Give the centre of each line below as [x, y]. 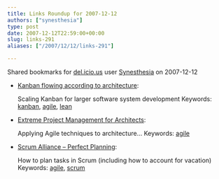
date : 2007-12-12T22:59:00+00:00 [56, 33]
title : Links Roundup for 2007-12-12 [62, 14]
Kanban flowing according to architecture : [78, 85]
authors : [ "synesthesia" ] [45, 20]
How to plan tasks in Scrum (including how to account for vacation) [114, 160]
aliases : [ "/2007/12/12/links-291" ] [61, 46]
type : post [23, 26]
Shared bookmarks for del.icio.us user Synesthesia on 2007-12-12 [103, 72]
